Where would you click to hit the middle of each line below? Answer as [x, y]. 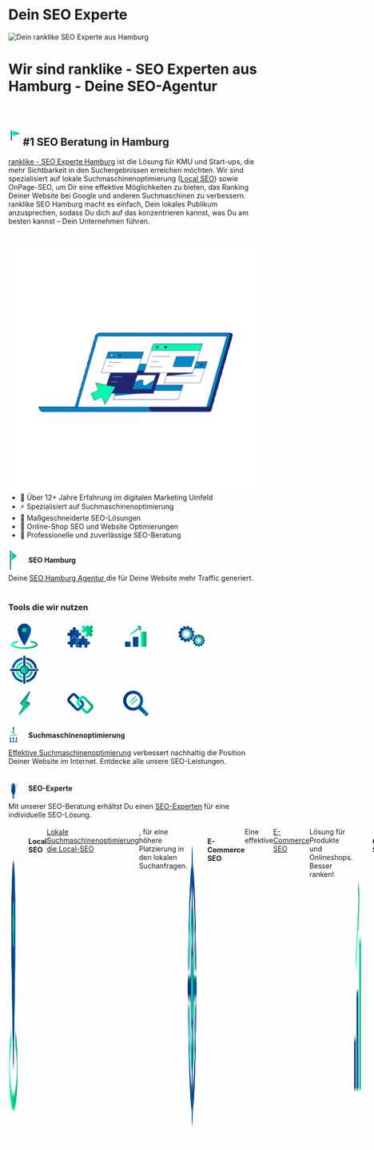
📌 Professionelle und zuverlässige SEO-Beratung [100, 535]
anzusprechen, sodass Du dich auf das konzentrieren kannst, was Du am [129, 212]
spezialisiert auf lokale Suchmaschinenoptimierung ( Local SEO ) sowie [123, 179]
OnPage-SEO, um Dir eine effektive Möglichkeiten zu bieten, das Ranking [129, 187]
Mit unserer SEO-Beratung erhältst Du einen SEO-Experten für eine [119, 806]
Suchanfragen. [163, 866]
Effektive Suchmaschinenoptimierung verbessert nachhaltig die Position [127, 753]
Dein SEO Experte [68, 15]
